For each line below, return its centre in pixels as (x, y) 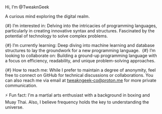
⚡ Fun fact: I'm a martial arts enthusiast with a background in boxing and (77, 95)
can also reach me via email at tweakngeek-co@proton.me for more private (81, 80)
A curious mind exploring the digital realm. (47, 16)
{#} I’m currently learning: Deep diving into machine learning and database (80, 45)
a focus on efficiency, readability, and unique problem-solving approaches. (80, 61)
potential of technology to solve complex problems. (56, 36)
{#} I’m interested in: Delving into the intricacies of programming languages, (81, 26)
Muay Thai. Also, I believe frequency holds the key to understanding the (77, 102)
